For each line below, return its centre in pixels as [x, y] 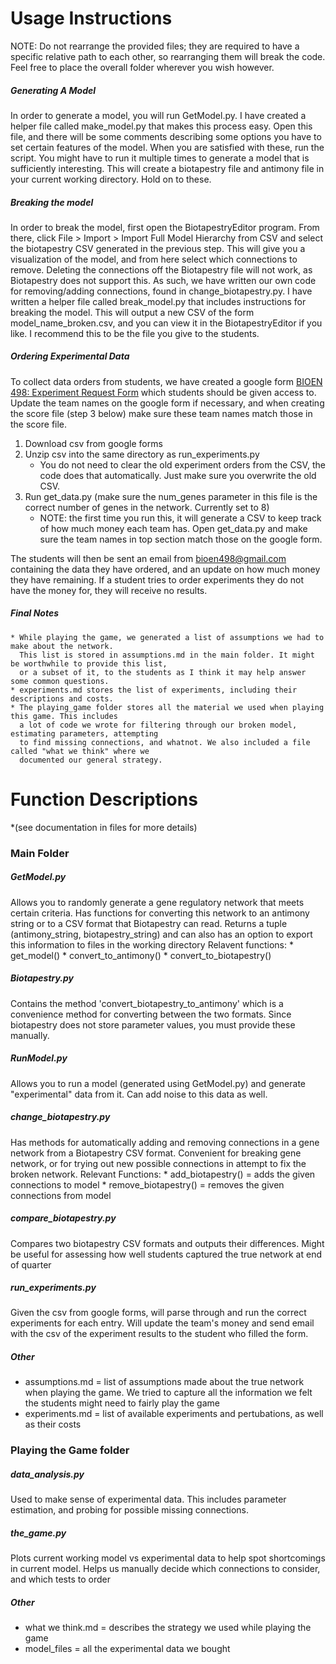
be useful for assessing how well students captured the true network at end [166, 1254]
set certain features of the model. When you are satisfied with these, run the [167, 147]
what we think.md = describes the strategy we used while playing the [168, 1628]
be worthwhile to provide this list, [89, 663]
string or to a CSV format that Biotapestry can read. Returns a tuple [149, 923]
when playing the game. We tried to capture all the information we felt [168, 1393]
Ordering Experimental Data [70, 356]
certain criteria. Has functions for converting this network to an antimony [160, 913]
